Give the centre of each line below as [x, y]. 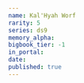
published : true [35, 67]
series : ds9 [28, 30]
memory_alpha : [32, 38]
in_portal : [26, 52]
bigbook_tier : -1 [37, 45]
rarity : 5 [25, 23]
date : [17, 60]
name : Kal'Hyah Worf [42, 15]
